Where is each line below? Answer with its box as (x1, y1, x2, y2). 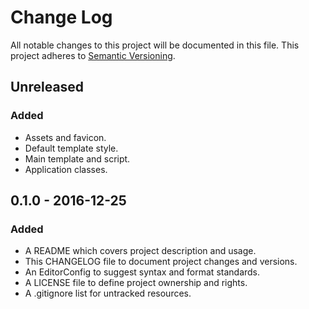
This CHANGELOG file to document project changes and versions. (24, 256, 298, 268)
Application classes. (24, 163, 108, 175)
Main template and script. (24, 152, 131, 165)
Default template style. (24, 142, 119, 154)
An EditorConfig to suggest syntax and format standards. (24, 266, 261, 278)
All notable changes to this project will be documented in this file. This (10, 39, 300, 51)
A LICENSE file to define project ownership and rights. (24, 277, 248, 289)
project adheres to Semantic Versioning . (10, 49, 176, 61)
